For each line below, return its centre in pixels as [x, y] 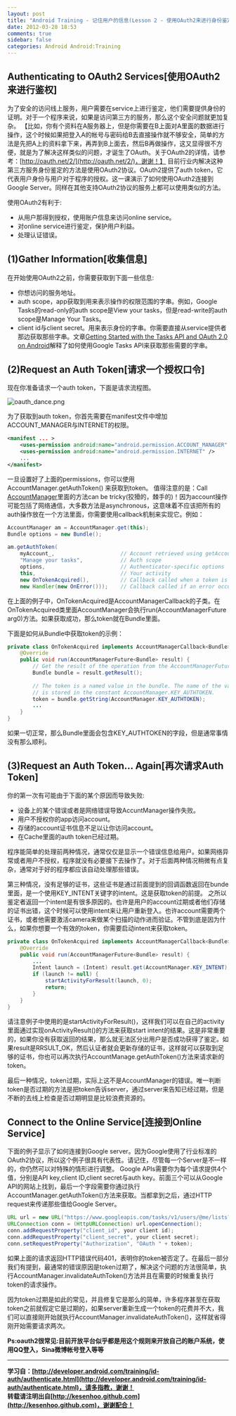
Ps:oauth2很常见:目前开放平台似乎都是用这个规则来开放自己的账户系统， [113, 1341]
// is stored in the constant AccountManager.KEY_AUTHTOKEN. [124, 693]
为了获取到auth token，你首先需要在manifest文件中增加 [87, 417]
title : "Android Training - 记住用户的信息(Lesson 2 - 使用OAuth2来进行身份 [115, 20]
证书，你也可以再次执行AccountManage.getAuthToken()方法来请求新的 [122, 1056]
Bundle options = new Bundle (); [54, 534]
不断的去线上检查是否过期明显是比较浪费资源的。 [78, 1098]
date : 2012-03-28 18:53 [42, 27]
